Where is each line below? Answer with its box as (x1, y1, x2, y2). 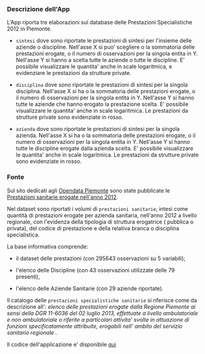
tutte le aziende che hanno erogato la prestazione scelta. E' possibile (15, 101, 189, 108)
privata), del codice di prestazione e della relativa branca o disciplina (7, 224, 179, 232)
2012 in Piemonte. (7, 25, 52, 32)
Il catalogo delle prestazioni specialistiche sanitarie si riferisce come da (7, 296, 197, 303)
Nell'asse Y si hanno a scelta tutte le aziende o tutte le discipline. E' (15, 57, 185, 64)
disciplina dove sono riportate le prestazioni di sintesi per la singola (15, 81, 188, 88)
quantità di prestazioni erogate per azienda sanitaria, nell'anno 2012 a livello (7, 211, 197, 219)
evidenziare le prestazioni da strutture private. (15, 69, 131, 77)
